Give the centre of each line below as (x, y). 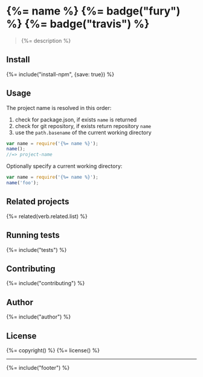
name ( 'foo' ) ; (23, 183)
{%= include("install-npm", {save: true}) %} (60, 74)
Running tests (33, 235)
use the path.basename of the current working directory (83, 132)
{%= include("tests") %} (37, 250)
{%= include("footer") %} (38, 368)
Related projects (38, 201)
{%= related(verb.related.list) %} (47, 216)
